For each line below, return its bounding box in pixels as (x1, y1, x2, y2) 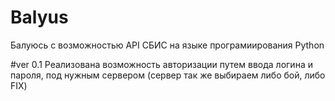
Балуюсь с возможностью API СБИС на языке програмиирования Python (10, 39, 325, 51)
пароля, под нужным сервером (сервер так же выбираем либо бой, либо (10, 69, 326, 81)
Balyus (10, 6, 69, 29)
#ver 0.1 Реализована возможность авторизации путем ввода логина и (10, 58, 313, 70)
